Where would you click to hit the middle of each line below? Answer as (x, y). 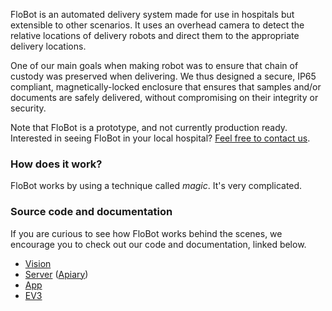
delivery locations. (48, 46)
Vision (38, 263)
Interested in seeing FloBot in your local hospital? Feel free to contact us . (160, 138)
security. (28, 108)
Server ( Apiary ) (56, 274)
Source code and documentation (91, 212)
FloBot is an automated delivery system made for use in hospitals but (152, 14)
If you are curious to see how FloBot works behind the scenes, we (146, 233)
